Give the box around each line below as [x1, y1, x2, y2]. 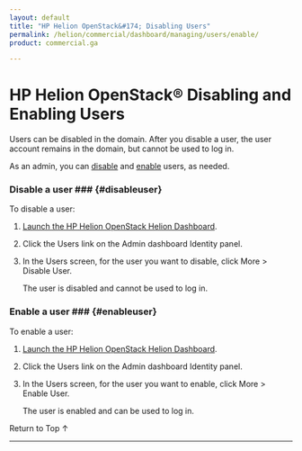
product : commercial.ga [9, 38, 99, 48]
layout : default [9, 13, 70, 23]
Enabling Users [9, 104, 126, 124]
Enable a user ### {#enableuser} [9, 305, 157, 318]
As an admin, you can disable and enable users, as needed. [9, 161, 230, 172]
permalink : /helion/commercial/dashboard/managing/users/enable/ [9, 30, 259, 39]
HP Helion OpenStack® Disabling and [9, 85, 292, 105]
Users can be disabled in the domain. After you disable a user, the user [9, 134, 272, 145]
